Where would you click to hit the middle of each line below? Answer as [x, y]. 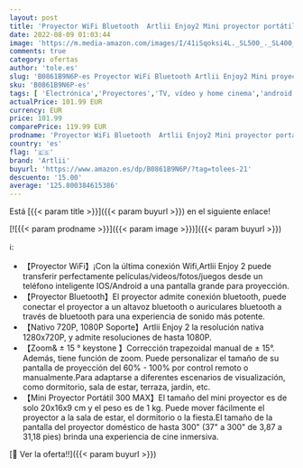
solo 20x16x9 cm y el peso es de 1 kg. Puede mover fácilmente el [143, 408]
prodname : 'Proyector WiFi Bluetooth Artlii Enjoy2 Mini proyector [141, 136]
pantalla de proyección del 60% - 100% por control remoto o [135, 368]
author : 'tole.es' [44, 69]
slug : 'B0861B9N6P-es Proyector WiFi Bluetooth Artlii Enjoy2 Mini [139, 77]
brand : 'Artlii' [40, 160]
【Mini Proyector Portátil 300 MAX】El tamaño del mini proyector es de [155, 398]
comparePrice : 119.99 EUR [58, 127]
